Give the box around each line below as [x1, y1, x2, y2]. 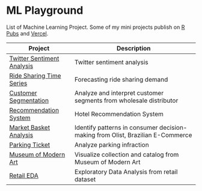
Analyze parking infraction [74, 141, 149, 149]
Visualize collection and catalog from [74, 150, 179, 159]
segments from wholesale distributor [74, 96, 179, 105]
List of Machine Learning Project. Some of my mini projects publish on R [6, 23, 185, 31]
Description [116, 44, 151, 52]
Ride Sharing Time [9, 71, 61, 80]
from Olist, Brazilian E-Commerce [96, 130, 192, 139]
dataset [74, 175, 96, 183]
